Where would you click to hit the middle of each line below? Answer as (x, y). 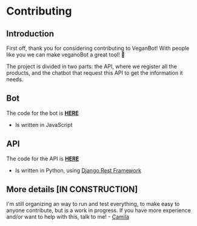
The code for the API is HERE (43, 159)
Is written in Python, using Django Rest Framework (78, 170)
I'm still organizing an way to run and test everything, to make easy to (93, 204)
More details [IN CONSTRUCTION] (72, 190)
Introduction (30, 34)
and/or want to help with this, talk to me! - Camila (68, 217)
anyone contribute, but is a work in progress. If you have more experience (98, 210)
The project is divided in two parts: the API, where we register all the (92, 66)
